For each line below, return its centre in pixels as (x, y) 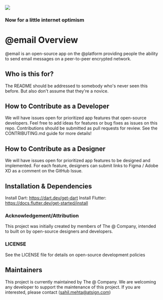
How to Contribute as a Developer (57, 106)
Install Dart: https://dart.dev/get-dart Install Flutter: (56, 198)
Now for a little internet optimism (45, 20)
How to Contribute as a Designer (55, 149)
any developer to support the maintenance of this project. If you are (73, 287)
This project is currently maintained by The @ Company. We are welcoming (81, 281)
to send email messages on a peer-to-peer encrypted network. (68, 58)
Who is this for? (29, 74)
